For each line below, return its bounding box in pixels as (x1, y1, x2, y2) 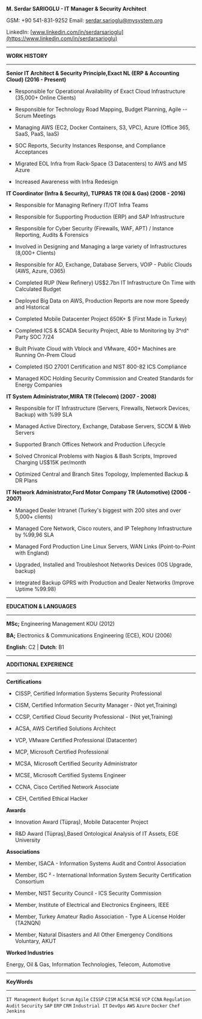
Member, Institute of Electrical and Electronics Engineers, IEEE (14, 901, 170, 908)
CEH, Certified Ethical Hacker (14, 795, 88, 802)
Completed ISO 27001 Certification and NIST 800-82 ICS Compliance (14, 363, 188, 370)
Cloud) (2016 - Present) (6, 76, 67, 83)
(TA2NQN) (14, 920, 41, 926)
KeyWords (6, 978, 33, 985)
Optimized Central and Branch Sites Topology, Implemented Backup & (14, 470, 188, 478)
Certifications (6, 678, 42, 685)
